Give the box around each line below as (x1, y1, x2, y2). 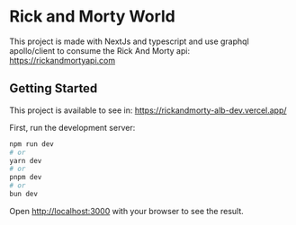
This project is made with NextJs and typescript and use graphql (9, 36, 249, 47)
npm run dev (9, 139, 54, 149)
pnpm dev (9, 173, 42, 182)
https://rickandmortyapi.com (9, 55, 116, 65)
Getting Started (9, 81, 98, 96)
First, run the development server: (9, 122, 136, 133)
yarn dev (9, 156, 42, 165)
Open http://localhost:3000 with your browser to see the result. (9, 205, 245, 216)
